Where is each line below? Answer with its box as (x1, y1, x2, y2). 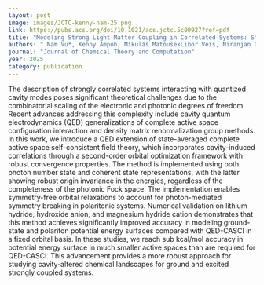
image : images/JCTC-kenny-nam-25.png (8, 19, 132, 27)
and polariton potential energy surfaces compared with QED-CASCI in (26, 225, 253, 236)
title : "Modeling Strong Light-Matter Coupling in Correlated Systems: (8, 33, 247, 42)
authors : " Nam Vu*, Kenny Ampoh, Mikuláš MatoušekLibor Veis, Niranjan (8, 41, 251, 49)
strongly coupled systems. (8, 268, 94, 277)
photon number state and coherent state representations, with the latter (8, 167, 240, 177)
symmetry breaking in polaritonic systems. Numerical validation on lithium (8, 201, 247, 210)
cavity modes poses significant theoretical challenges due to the (8, 92, 218, 102)
